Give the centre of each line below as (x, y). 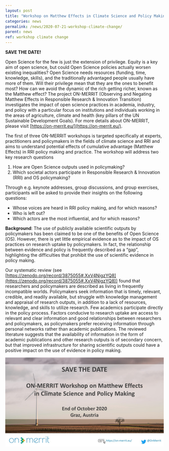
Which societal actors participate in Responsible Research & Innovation (86, 172)
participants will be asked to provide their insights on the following (74, 193)
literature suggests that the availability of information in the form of (74, 334)
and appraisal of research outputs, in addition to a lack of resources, (76, 302)
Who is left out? (29, 213)
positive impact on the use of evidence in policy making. (64, 350)
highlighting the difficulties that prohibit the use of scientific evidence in (79, 255)
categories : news (23, 21)
